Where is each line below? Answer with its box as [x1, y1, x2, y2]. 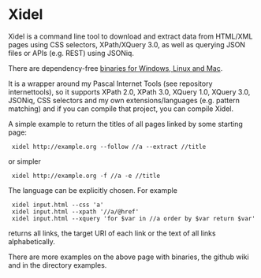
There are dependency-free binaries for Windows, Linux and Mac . [8, 63, 223, 72]
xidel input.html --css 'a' [11, 201, 104, 209]
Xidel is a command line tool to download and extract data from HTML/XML [8, 32, 253, 41]
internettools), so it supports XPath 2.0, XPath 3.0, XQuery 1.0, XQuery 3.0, [8, 87, 251, 96]
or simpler [8, 156, 42, 166]
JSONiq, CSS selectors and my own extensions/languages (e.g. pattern [8, 95, 240, 105]
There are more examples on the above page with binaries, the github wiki [8, 252, 250, 261]
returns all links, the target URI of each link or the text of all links [8, 228, 216, 238]
